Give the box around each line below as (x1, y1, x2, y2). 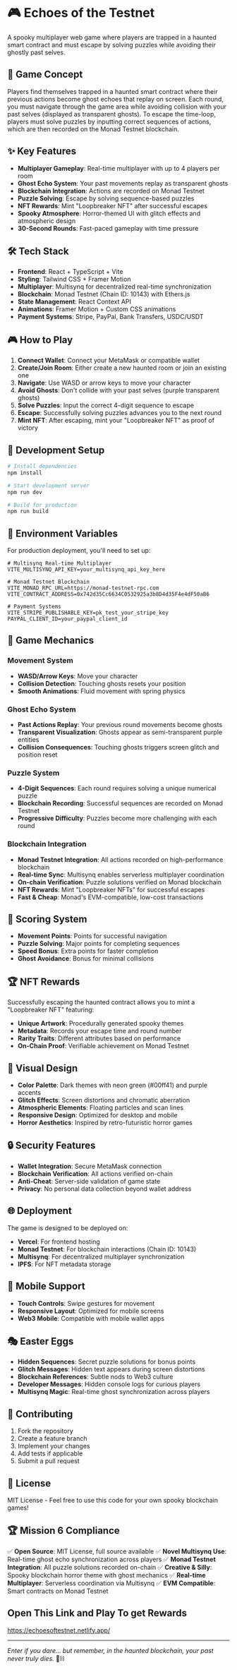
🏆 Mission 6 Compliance (7, 1525, 120, 1537)
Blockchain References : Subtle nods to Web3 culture (17, 1373, 174, 1381)
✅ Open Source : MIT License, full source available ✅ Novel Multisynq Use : (7, 1546, 227, 1556)
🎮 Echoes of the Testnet (7, 5, 155, 21)
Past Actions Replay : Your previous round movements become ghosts (17, 721, 223, 729)
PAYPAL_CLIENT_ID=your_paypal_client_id (7, 615, 128, 623)
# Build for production (7, 501, 78, 508)
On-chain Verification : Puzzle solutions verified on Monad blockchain (17, 877, 222, 886)
